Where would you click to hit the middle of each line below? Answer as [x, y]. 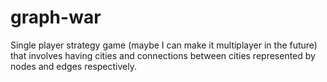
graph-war [56, 17]
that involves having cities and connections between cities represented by [163, 55]
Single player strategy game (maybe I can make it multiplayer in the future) [164, 45]
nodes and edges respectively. [73, 66]
